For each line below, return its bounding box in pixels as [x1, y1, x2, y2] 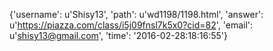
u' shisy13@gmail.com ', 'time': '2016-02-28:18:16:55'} [9, 30, 228, 41]
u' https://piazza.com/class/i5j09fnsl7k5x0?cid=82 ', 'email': [9, 19, 254, 31]
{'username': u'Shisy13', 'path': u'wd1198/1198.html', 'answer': [9, 9, 264, 20]
